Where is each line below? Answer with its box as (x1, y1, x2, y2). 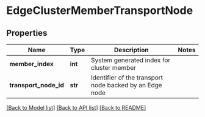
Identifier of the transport (90, 73, 164, 82)
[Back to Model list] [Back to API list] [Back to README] (6, 104, 146, 111)
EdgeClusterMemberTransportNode (6, 4, 193, 18)
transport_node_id (9, 81, 64, 89)
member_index (9, 60, 54, 68)
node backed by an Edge (90, 81, 163, 89)
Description (113, 46, 149, 54)
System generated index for (90, 56, 171, 64)
